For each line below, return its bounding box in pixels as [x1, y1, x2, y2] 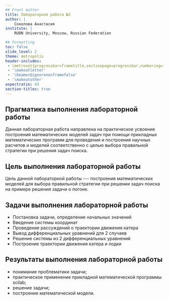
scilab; [12, 279, 27, 285]
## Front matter [5, 7, 39, 13]
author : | [5, 17, 26, 22]
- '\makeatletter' [7, 68, 46, 73]
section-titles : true [5, 86, 51, 91]
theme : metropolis [5, 54, 44, 59]
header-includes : [5, 58, 42, 63]
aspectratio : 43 [5, 82, 39, 87]
